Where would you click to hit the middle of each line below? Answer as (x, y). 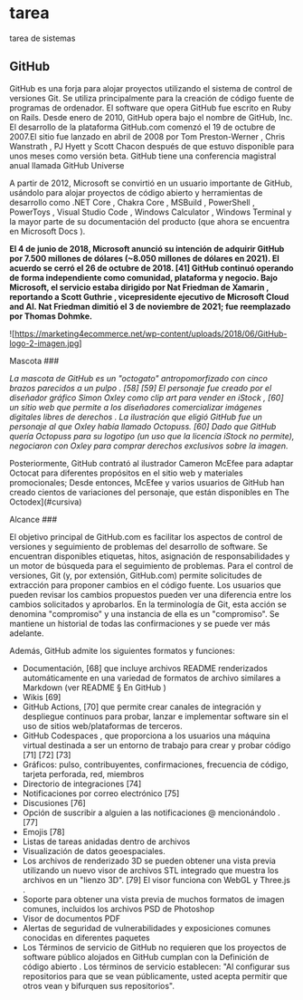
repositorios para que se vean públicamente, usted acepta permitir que (155, 976)
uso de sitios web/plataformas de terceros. (102, 726)
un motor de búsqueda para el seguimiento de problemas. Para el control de (151, 565)
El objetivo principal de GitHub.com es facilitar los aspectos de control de (146, 536)
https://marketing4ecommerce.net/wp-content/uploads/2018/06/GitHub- (151, 333)
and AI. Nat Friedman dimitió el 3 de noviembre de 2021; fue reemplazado (150, 306)
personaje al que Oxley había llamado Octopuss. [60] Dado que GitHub (143, 426)
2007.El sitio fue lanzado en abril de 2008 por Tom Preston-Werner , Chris (147, 136)
